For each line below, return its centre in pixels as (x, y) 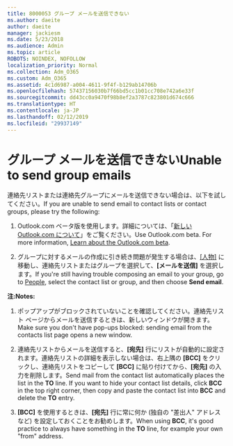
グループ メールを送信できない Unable (115, 160)
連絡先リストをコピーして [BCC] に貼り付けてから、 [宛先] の (128, 367)
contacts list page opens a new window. (75, 335)
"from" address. (40, 436)
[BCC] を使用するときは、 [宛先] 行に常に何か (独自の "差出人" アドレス (119, 412)
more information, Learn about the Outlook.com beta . (94, 242)
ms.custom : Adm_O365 (37, 78)
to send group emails (69, 175)
